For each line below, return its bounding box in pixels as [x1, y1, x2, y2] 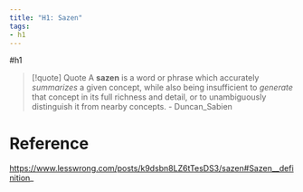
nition [9, 173, 31, 184]
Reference [9, 133, 89, 154]
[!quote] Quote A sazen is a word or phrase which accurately [31, 72, 260, 83]
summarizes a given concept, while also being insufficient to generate [31, 82, 294, 93]
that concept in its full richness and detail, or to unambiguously [31, 91, 267, 102]
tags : [9, 22, 30, 31]
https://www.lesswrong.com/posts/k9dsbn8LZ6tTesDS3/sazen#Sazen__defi [9, 163, 294, 174]
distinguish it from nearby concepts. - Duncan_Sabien [31, 101, 233, 112]
